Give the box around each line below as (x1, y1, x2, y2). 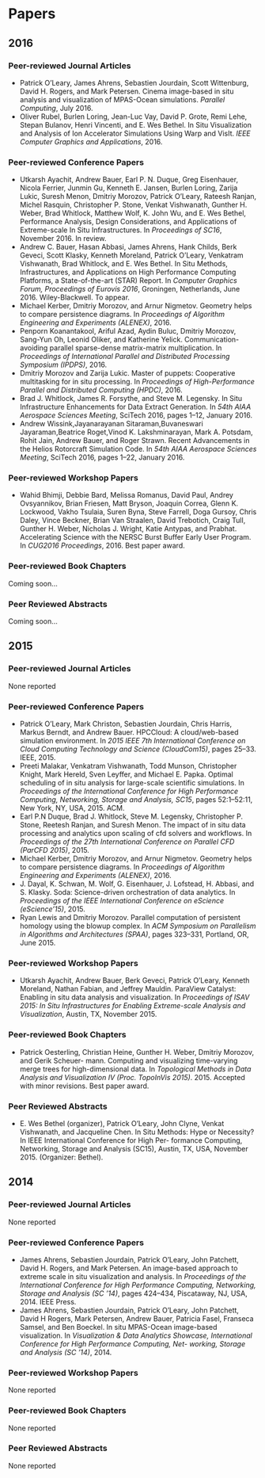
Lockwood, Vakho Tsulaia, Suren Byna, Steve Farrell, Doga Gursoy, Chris (19, 507, 257, 517)
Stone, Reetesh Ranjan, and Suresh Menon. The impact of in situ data (19, 820, 247, 830)
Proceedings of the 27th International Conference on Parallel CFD (19, 837, 235, 846)
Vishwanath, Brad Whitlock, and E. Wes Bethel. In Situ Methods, (19, 259, 228, 269)
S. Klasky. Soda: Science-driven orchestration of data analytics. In (19, 888, 236, 897)
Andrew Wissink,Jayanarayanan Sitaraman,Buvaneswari (19, 419, 203, 429)
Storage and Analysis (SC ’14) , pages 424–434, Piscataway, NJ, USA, (19, 1289, 248, 1298)
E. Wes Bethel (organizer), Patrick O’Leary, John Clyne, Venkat (19, 1118, 225, 1128)
